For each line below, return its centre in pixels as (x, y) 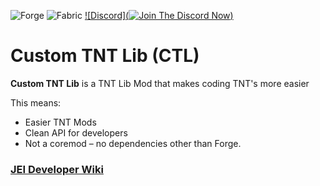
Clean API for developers (76, 132)
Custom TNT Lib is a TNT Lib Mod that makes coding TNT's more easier (160, 83)
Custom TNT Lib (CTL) (105, 56)
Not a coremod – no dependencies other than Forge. (133, 143)
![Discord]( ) (159, 15)
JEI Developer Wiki (57, 169)
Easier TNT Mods (60, 122)
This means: (36, 102)
